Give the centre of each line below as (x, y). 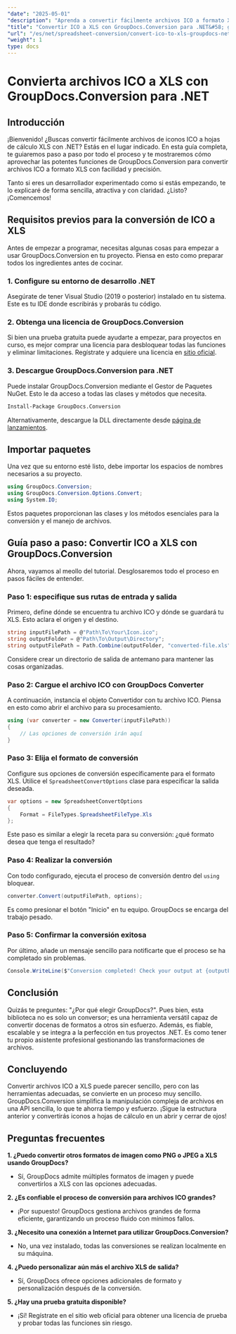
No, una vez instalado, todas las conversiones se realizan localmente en (122, 1246)
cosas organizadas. (35, 666)
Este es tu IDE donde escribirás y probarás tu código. (84, 304)
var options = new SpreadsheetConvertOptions (75, 801)
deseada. (21, 788)
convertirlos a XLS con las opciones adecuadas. (87, 1184)
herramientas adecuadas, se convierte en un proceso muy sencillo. (105, 1094)
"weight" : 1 (25, 40)
